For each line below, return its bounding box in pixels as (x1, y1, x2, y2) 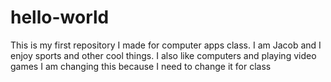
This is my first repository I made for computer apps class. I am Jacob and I (10, 39, 322, 51)
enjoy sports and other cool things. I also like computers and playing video (10, 49, 317, 61)
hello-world (10, 6, 110, 29)
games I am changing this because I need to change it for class (10, 60, 272, 72)
